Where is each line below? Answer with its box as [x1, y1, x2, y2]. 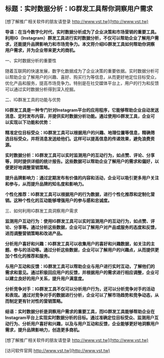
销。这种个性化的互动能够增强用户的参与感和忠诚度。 [5, 197, 112, 203]
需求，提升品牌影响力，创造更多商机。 [5, 327, 82, 333]
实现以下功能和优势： [9, 119, 52, 125]
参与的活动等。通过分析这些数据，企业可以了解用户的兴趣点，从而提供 [13, 247, 155, 253]
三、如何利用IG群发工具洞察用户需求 [5, 208, 78, 213]
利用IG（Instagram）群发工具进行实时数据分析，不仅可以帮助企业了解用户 [5, 35, 155, 41]
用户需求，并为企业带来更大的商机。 [5, 47, 78, 53]
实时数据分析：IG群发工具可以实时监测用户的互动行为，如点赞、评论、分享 [5, 152, 155, 158]
